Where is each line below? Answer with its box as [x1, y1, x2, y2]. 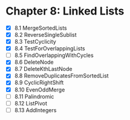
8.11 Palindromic [14, 93, 54, 100]
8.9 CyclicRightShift [14, 79, 64, 86]
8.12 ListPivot [14, 99, 48, 107]
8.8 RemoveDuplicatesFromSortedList [14, 72, 109, 79]
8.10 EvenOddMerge [14, 86, 65, 93]
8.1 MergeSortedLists [14, 24, 67, 32]
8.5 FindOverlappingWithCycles [14, 52, 94, 59]
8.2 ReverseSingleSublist [14, 32, 77, 38]
